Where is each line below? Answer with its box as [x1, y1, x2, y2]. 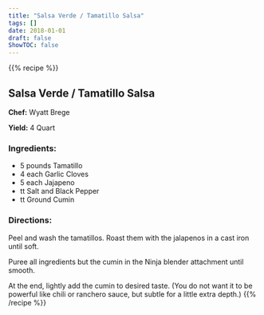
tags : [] [8, 19, 37, 27]
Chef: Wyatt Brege [8, 107, 70, 116]
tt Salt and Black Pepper [19, 187, 100, 196]
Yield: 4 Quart [8, 123, 56, 132]
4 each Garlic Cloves [19, 169, 89, 179]
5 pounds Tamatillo [19, 161, 83, 171]
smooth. [8, 265, 36, 275]
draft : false [8, 33, 52, 42]
